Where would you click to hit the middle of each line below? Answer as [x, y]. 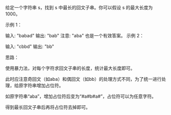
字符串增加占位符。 [43, 85]
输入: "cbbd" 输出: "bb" [30, 47]
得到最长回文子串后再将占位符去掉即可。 [48, 107]
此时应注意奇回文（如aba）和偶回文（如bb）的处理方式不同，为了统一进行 [83, 79]
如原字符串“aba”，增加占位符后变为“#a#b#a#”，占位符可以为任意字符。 [81, 96]
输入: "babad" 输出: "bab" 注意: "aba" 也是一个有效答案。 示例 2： [75, 36]
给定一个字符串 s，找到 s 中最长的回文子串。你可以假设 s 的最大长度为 [79, 7]
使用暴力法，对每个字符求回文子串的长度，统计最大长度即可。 [70, 68]
